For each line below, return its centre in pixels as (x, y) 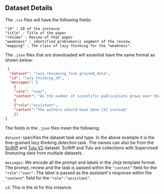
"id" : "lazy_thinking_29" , (37, 78)
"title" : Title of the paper (36, 33)
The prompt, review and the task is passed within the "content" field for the (81, 168)
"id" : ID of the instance (32, 29)
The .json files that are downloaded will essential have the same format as (80, 55)
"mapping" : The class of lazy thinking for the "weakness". (69, 46)
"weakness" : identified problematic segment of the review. (69, 41)
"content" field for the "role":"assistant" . (48, 178)
